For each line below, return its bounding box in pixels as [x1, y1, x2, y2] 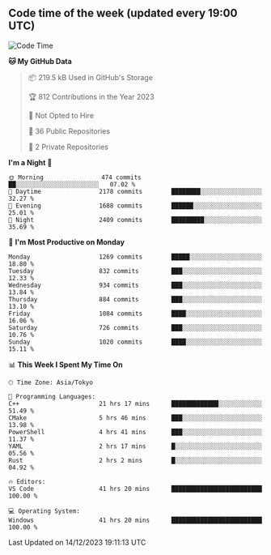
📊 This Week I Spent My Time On [8, 360, 123, 369]
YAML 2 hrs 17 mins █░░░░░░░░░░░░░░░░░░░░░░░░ [8, 442, 263, 450]
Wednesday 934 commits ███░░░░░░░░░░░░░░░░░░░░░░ [8, 281, 263, 289]
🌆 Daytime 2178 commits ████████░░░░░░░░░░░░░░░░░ [8, 187, 263, 195]
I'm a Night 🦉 [8, 157, 53, 167]
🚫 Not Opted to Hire [28, 110, 95, 120]
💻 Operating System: [8, 506, 81, 515]
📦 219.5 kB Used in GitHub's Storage [28, 72, 154, 82]
